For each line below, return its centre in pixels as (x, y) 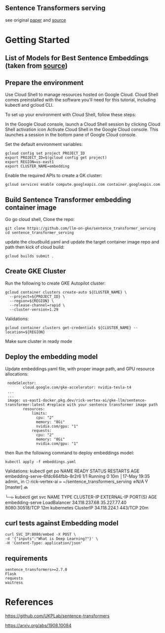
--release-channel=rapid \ (37, 305)
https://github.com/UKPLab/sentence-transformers (57, 616)
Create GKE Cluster (36, 271)
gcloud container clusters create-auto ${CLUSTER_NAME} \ (66, 292)
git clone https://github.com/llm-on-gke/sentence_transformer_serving (80, 229)
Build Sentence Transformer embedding (68, 200)
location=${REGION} (25, 332)
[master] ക (17, 487)
